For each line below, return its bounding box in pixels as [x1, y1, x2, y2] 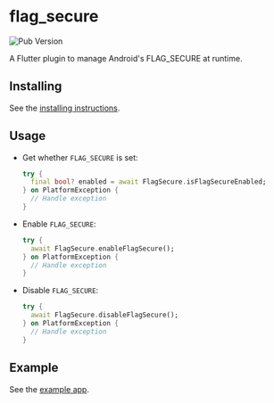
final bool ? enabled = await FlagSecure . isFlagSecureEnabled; [30, 177, 267, 186]
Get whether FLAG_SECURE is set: [21, 152, 138, 162]
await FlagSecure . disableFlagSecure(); [30, 310, 179, 320]
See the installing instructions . [9, 103, 120, 113]
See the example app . [9, 383, 89, 394]
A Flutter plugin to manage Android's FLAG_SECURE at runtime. [9, 53, 243, 63]
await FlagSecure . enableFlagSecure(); [30, 243, 175, 253]
